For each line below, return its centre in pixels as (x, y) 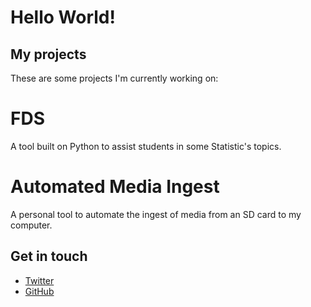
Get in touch (49, 256)
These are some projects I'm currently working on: (114, 78)
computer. (31, 225)
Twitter (39, 280)
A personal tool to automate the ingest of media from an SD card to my (156, 214)
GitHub (39, 291)
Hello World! (63, 17)
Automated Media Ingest (115, 187)
